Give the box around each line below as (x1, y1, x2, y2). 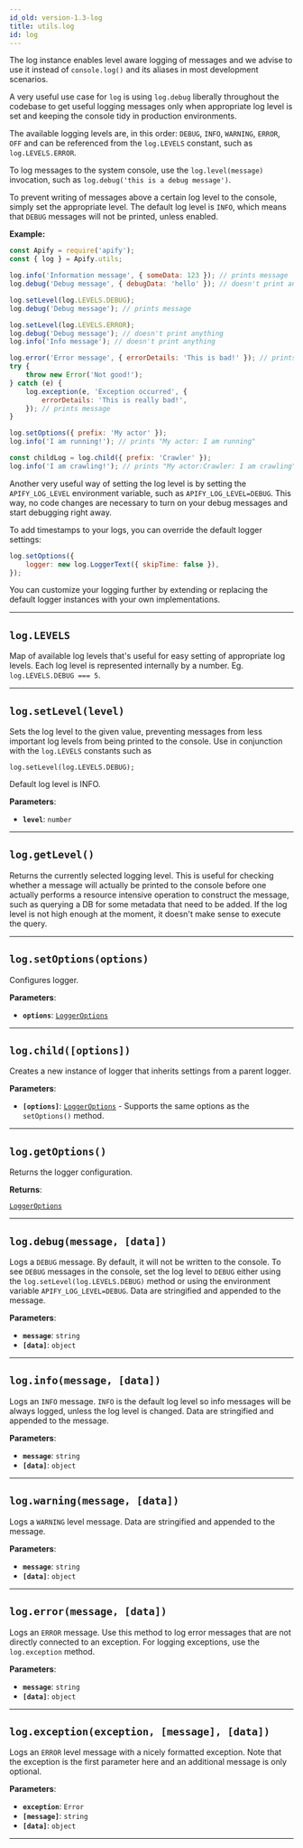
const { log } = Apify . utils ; (9, 255, 124, 264)
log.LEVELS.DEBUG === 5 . (9, 670, 101, 680)
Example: (9, 229, 46, 239)
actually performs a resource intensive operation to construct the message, (9, 889, 290, 900)
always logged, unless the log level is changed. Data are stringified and (9, 1405, 274, 1416)
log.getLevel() (9, 849, 95, 861)
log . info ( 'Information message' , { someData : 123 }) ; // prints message (9, 271, 289, 280)
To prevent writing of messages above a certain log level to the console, (9, 192, 278, 203)
